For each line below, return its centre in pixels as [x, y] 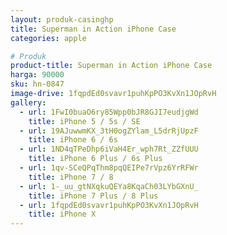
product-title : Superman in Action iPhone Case [111, 66]
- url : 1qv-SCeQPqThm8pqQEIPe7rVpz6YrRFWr [109, 168]
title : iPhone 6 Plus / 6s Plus [95, 159]
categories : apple [48, 38]
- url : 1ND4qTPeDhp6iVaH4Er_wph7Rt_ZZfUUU [109, 149]
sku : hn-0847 [37, 84]
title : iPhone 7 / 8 [71, 177]
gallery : [28, 102]
